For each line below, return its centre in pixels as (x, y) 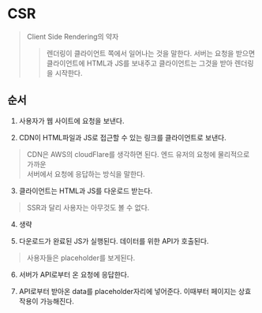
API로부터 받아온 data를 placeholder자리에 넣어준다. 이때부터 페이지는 (128, 291)
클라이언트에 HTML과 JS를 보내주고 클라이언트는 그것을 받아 (140, 63)
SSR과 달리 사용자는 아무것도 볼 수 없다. (88, 207)
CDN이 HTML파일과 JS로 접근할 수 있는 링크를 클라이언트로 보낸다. (122, 137)
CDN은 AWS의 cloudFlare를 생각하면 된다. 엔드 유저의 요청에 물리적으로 (138, 154)
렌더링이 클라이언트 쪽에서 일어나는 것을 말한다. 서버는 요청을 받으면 (151, 53)
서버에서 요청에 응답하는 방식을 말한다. (86, 173)
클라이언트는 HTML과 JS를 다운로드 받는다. (86, 191)
